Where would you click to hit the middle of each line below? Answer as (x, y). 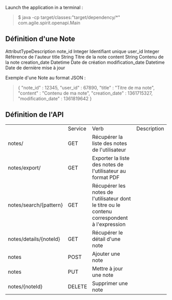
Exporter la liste (111, 158)
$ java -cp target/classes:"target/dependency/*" (69, 17)
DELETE (78, 286)
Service (77, 128)
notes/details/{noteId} (34, 239)
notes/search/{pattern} (35, 205)
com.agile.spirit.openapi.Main (49, 23)
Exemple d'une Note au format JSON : (46, 78)
